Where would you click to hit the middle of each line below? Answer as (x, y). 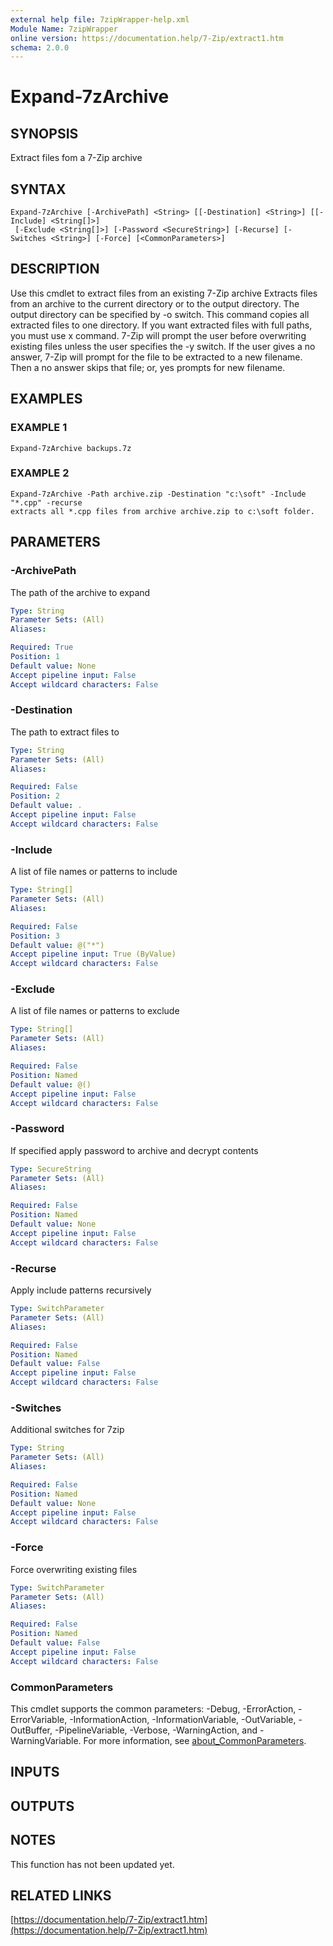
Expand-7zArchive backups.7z (71, 448)
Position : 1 (35, 657)
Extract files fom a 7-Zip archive (76, 158)
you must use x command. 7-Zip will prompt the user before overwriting (158, 335)
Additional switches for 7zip (67, 1430)
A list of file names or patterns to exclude (95, 1011)
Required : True (42, 647)
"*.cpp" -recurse (46, 502)
